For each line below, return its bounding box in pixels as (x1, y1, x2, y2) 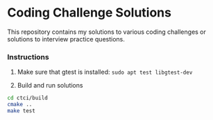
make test (7, 107, 36, 114)
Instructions (7, 52, 50, 61)
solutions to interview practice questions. (7, 34, 125, 43)
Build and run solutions (17, 81, 83, 90)
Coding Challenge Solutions (7, 5, 172, 21)
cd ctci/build (7, 94, 49, 101)
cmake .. (7, 101, 33, 108)
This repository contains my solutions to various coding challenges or (7, 28, 207, 36)
